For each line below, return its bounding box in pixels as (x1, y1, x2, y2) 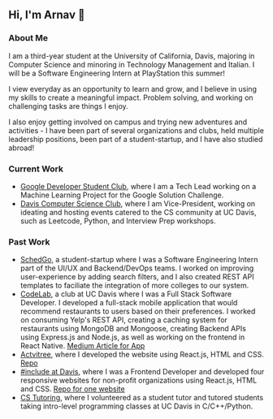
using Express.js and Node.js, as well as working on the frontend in (19, 332, 245, 342)
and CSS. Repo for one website (19, 384, 125, 394)
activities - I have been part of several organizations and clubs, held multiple (8, 125, 264, 135)
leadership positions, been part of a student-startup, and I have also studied (8, 134, 263, 144)
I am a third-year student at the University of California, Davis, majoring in (8, 50, 255, 61)
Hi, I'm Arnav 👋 (8, 8, 85, 22)
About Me (8, 32, 49, 44)
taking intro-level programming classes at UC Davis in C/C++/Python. (19, 401, 253, 411)
